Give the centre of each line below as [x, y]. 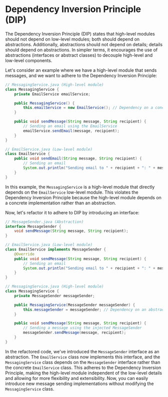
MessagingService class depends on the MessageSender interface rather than [83, 362]
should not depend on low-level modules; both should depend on [72, 39]
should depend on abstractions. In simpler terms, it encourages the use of [81, 50]
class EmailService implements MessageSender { [56, 249]
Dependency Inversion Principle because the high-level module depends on [83, 197]
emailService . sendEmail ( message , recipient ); [71, 131]
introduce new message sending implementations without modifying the [79, 383]
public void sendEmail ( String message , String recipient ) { [78, 159]
